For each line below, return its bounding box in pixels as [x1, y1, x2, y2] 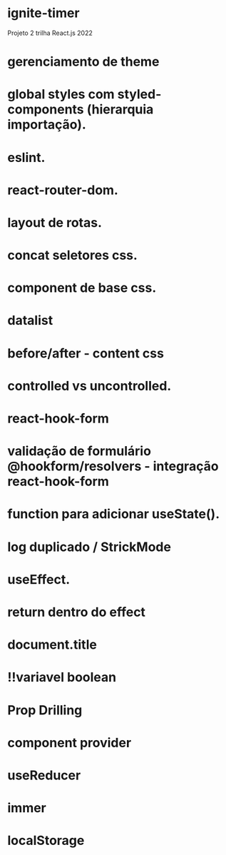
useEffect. [7, 571, 71, 587]
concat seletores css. [7, 248, 138, 263]
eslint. [7, 149, 46, 166]
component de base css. [7, 280, 157, 296]
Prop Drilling [7, 702, 83, 718]
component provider [7, 734, 132, 751]
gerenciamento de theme [7, 54, 160, 70]
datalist [7, 313, 53, 329]
